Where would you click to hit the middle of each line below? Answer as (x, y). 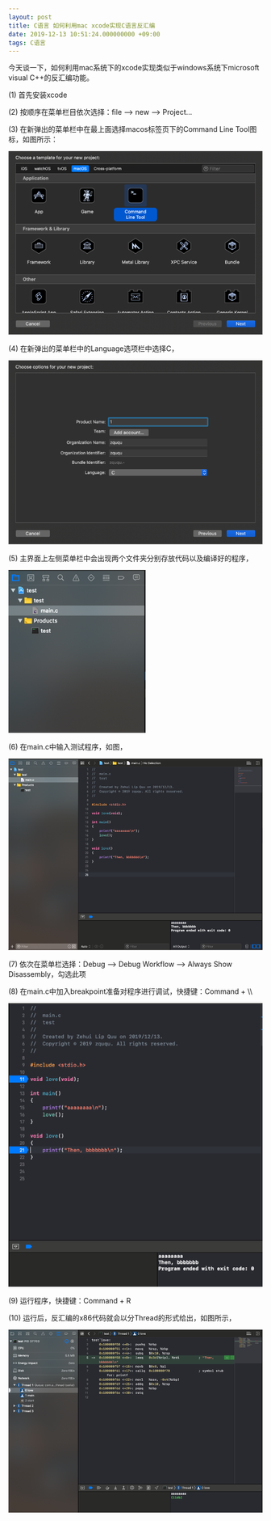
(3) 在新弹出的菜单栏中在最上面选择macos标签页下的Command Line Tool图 (133, 129)
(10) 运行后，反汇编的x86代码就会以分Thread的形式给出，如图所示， (122, 1317)
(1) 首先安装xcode (38, 95)
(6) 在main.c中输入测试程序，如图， (68, 746)
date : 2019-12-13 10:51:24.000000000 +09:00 (84, 34)
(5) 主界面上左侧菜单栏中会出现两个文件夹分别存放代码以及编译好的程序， (131, 558)
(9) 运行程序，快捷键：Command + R (70, 1300)
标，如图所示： (33, 139)
